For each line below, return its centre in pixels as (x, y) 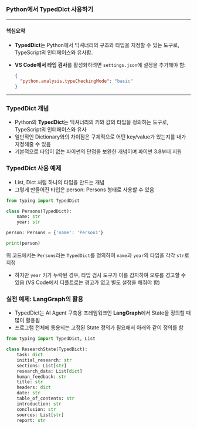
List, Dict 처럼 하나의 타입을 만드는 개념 (60, 182)
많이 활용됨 (27, 320)
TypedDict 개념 (27, 109)
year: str (29, 222)
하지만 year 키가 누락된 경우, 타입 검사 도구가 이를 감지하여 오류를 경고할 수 (100, 275)
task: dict (30, 355)
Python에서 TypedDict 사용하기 (50, 9)
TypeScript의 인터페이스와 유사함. (54, 52)
